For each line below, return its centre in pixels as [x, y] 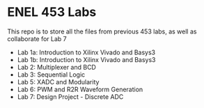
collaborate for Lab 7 [37, 38]
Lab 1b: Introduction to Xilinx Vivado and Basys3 [86, 59]
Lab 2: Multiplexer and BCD [56, 67]
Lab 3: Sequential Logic [51, 75]
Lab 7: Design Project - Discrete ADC [70, 97]
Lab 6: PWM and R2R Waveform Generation [80, 89]
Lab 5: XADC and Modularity [58, 82]
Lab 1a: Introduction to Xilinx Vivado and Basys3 [86, 52]
